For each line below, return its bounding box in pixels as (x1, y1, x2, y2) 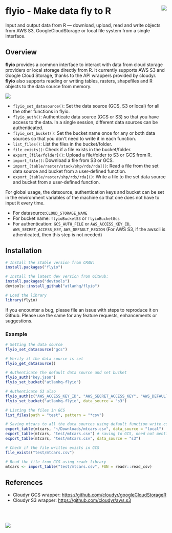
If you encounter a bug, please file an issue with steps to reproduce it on (5, 306, 158, 313)
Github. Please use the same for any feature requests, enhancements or (5, 312, 157, 318)
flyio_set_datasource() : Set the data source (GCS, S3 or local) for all (12, 102, 160, 109)
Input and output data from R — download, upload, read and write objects (5, 22, 161, 28)
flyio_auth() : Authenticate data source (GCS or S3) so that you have (12, 113, 159, 120)
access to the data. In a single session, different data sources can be (12, 119, 158, 125)
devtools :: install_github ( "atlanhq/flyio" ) (5, 283, 100, 289)
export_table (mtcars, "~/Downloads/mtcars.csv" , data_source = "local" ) (5, 426, 164, 432)
